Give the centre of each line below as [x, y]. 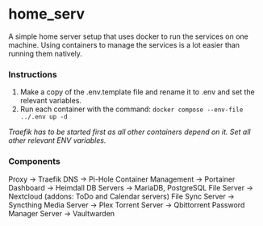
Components [34, 161]
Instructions [33, 74]
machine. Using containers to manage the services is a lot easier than [124, 44]
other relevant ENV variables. [57, 140]
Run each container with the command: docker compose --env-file [131, 109]
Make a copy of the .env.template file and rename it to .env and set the [138, 92]
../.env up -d [44, 117]
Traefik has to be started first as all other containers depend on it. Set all [129, 132]
